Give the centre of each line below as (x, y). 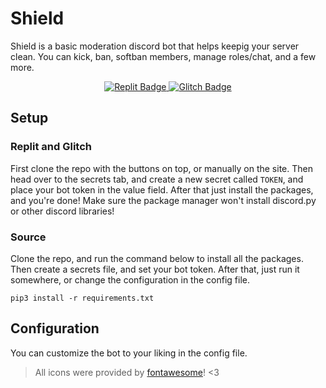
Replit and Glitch (51, 147)
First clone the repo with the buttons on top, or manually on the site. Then (161, 168)
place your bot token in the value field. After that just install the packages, (162, 189)
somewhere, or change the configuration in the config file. (130, 279)
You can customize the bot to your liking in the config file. (129, 353)
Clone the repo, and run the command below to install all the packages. (157, 258)
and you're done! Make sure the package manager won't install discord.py (163, 200)
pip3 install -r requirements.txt (82, 298)
